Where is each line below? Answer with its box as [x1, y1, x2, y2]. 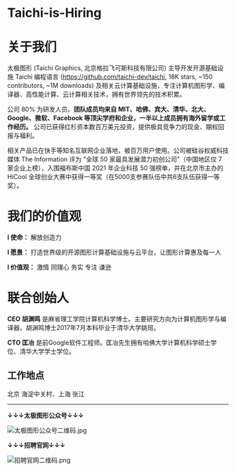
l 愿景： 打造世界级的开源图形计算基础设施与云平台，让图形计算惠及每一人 [7, 248, 222, 257]
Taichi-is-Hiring [7, 5, 102, 21]
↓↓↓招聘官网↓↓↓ [7, 441, 66, 449]
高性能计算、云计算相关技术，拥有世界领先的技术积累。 [25, 90, 186, 99]
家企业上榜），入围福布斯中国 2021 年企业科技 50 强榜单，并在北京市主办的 [7, 164, 223, 173]
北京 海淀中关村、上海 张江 [7, 390, 85, 398]
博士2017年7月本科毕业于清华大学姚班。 [44, 324, 160, 331]
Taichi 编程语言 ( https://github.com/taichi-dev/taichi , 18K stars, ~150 [15, 72, 213, 81]
